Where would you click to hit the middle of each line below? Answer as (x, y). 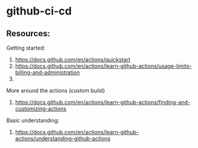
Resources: (28, 34)
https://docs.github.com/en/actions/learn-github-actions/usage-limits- (103, 66)
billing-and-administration (47, 72)
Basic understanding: (33, 120)
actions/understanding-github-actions (63, 138)
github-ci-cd (39, 11)
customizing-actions (41, 109)
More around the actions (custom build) (56, 91)
